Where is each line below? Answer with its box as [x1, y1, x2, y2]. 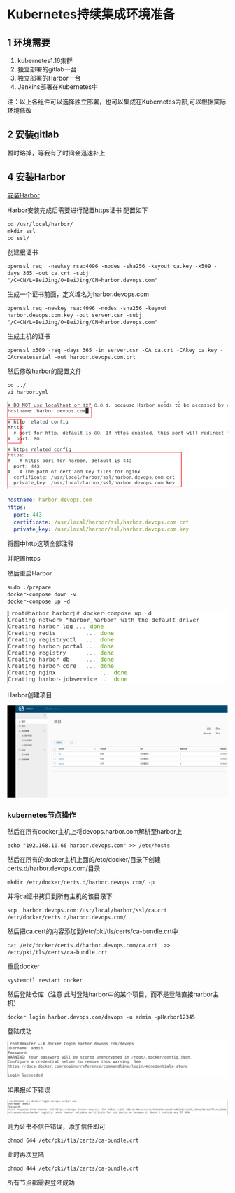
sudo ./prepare [7, 584, 52, 592]
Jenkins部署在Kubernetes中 [17, 83, 98, 91]
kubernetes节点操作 [7, 810, 76, 820]
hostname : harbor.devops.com [7, 496, 92, 503]
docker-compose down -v [7, 591, 77, 599]
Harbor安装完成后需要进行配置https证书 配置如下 [7, 206, 148, 214]
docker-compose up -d [7, 598, 71, 606]
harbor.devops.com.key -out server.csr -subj [7, 312, 142, 319]
